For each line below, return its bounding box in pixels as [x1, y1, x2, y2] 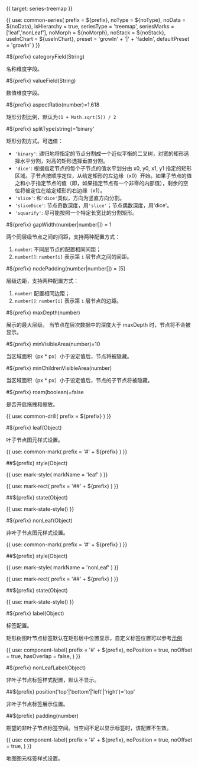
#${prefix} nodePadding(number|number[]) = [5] [6, 265, 125, 272]
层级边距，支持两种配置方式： [6, 278, 79, 284]
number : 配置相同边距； [14, 290, 70, 297]
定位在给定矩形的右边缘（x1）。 [30, 187, 106, 194]
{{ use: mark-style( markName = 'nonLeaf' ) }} [6, 564, 119, 571]
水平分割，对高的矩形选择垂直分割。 [20, 157, 108, 165]
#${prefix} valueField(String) [6, 77, 76, 84]
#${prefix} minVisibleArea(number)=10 [6, 340, 100, 347]
